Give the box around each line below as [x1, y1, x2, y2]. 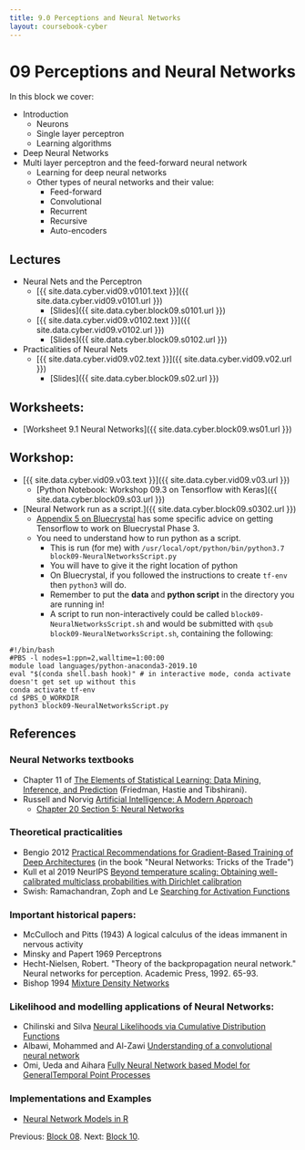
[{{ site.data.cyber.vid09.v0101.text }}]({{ [36, 286, 189, 297]
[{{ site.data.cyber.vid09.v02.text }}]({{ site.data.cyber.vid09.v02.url [36, 353, 292, 365]
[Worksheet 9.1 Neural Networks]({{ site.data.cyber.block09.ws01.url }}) [22, 423, 293, 434]
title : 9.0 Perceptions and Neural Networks [9, 13, 181, 23]
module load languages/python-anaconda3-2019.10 [9, 661, 198, 671]
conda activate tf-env [9, 685, 96, 695]
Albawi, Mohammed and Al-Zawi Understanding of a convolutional [22, 1040, 273, 1051]
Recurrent [49, 206, 88, 217]
